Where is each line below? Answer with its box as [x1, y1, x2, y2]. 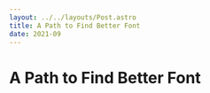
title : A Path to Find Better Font [9, 21, 141, 30]
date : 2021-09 [9, 29, 62, 38]
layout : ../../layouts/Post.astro [9, 12, 137, 22]
